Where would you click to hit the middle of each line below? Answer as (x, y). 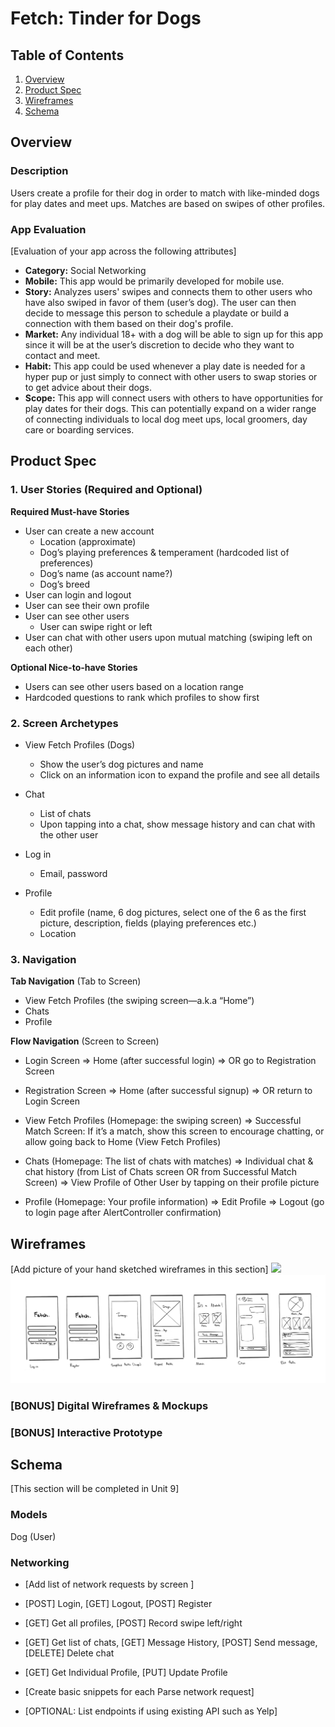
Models (29, 1515)
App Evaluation (48, 229)
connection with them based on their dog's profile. (129, 323)
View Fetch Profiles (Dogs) (80, 744)
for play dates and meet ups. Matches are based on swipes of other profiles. (168, 203)
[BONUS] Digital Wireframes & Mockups (109, 1405)
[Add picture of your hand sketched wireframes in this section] (139, 1269)
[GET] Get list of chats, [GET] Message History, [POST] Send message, (171, 1643)
